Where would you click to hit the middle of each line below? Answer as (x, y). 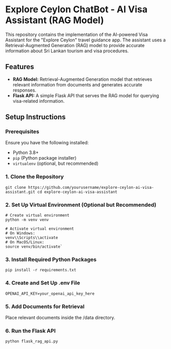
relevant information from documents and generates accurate (78, 84)
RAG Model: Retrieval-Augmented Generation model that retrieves (82, 79)
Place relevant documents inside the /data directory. (60, 317)
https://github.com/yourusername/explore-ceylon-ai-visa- (91, 187)
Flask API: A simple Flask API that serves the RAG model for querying (86, 95)
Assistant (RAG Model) (55, 20)
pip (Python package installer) (44, 158)
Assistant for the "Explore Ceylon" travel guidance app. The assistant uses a (86, 40)
